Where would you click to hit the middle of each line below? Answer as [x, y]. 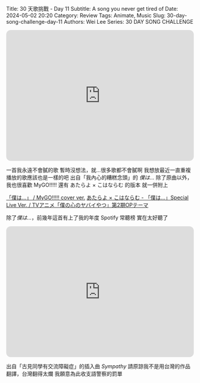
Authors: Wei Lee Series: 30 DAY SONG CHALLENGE [128, 22]
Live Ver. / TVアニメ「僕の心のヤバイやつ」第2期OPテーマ [77, 205]
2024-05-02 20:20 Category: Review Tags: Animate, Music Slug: [86, 15]
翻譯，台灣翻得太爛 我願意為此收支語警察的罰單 [64, 374]
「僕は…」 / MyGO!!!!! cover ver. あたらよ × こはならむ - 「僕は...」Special [97, 197]
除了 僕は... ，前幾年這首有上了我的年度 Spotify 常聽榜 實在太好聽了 [87, 218]
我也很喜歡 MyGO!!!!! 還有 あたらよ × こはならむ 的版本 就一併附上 [87, 185]
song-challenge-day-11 [34, 22]
